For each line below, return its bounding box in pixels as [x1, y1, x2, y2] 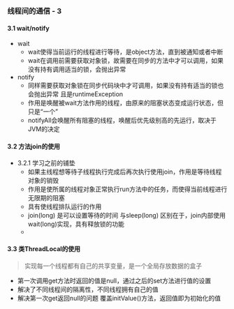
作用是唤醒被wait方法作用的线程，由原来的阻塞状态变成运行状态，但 [27, 99, 224, 107]
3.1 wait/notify [7, 24, 50, 32]
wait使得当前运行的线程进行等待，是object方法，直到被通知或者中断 [27, 47, 224, 56]
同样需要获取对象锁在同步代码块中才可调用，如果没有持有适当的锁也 [27, 82, 224, 90]
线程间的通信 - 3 [7, 6, 62, 15]
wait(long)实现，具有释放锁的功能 [27, 220, 124, 228]
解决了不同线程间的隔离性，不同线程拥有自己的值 [17, 285, 159, 294]
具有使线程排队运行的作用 [27, 202, 102, 211]
